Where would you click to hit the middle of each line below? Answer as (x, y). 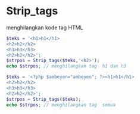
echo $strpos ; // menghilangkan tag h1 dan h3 (66, 66)
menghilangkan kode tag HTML (45, 27)
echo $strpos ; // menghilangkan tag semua (61, 105)
